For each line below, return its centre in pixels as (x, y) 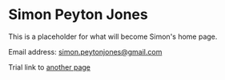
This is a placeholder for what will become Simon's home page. (113, 36)
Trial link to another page (49, 67)
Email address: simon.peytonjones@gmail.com (85, 51)
